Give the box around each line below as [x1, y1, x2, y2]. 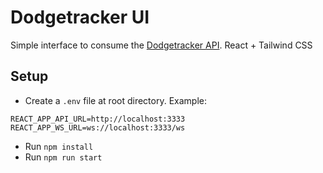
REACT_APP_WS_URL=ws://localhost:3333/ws [10, 122, 186, 133]
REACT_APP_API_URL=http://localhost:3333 [10, 114, 186, 124]
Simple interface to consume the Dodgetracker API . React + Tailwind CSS [10, 39, 313, 51]
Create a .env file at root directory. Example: [24, 94, 207, 106]
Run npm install [24, 140, 94, 152]
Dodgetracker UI [10, 6, 150, 29]
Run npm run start [24, 151, 103, 163]
